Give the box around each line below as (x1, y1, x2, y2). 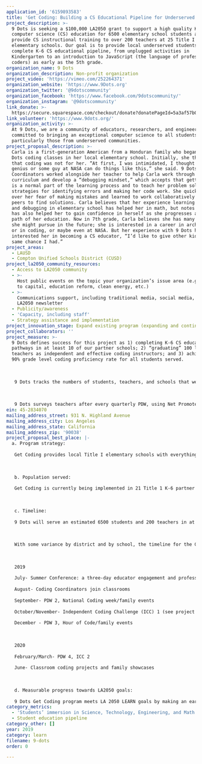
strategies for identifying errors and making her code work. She (11, 188, 182, 194)
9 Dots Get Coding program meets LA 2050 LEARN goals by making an (14, 698, 187, 704)
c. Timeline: (14, 508, 47, 514)
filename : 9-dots (6, 737, 50, 743)
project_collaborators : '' (6, 328, 74, 335)
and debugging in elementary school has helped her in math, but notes (11, 205, 195, 211)
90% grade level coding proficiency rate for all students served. (11, 356, 185, 362)
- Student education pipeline (11, 715, 87, 721)
